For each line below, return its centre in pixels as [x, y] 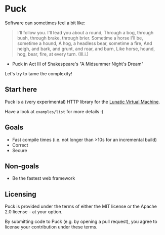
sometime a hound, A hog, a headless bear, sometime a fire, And [85, 43]
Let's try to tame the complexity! [38, 73]
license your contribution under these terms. [51, 227]
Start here [21, 90]
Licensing [20, 194]
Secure [19, 150]
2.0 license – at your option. [34, 212]
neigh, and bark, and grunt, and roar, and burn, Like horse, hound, [86, 49]
